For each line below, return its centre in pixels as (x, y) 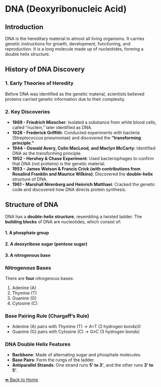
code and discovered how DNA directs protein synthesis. (69, 189)
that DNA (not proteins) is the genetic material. (59, 164)
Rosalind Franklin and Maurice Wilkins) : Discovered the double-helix (82, 174)
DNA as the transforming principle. (47, 153)
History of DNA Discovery (45, 69)
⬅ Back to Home (22, 380)
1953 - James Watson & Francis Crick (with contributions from (76, 168)
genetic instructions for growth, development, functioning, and (68, 44)
